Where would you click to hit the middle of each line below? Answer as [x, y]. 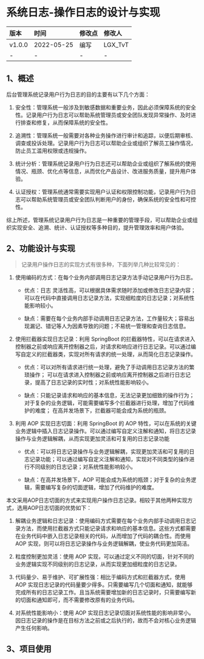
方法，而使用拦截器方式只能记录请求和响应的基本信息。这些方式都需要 [108, 528]
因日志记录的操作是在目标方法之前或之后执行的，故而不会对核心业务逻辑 [105, 620]
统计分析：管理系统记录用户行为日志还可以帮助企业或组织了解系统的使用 [105, 163]
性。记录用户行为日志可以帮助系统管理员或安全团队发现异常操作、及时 [103, 115]
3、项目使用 [29, 649]
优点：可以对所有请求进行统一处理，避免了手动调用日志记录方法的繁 [109, 367]
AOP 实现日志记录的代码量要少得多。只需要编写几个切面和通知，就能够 [104, 584]
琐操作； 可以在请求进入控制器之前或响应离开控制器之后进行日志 [105, 374]
